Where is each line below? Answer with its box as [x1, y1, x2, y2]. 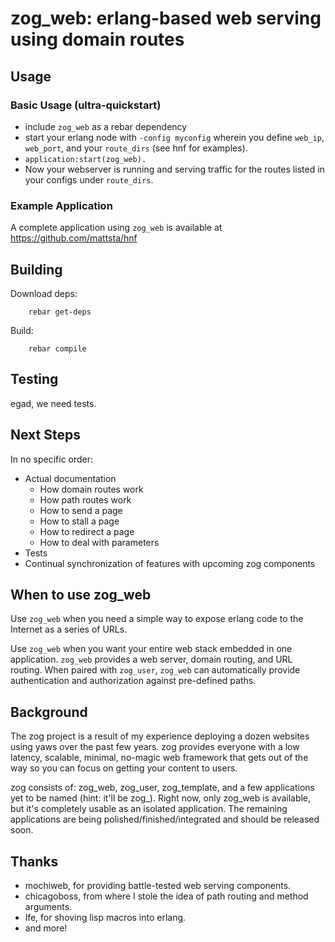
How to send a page [39, 504, 123, 516]
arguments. [24, 901, 73, 913]
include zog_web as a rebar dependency [24, 120, 188, 132]
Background [10, 703, 88, 721]
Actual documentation [24, 472, 117, 484]
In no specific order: [10, 453, 94, 465]
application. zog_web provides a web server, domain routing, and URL [10, 653, 293, 666]
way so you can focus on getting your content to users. [10, 762, 238, 774]
